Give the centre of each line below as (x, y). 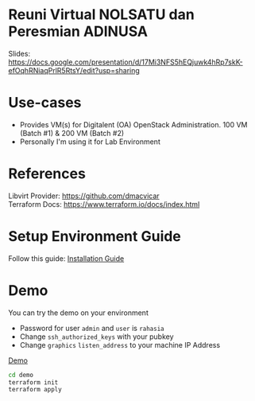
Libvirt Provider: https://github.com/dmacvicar (84, 196)
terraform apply (35, 390)
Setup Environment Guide (95, 236)
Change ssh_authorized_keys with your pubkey (97, 337)
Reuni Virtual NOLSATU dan (101, 15)
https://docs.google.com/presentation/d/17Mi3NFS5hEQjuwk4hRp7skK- (126, 62)
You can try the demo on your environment (78, 313)
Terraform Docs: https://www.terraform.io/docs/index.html (104, 204)
